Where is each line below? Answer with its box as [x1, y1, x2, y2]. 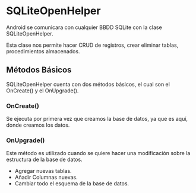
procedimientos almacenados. [6, 47, 80, 54]
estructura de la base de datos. [6, 156, 83, 163]
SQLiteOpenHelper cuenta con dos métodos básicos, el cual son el [6, 81, 170, 88]
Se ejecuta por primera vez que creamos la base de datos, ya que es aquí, [6, 115, 188, 123]
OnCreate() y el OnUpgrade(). [6, 87, 79, 94]
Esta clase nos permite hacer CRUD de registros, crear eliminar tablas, [6, 41, 179, 49]
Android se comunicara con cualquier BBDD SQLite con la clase [6, 24, 162, 31]
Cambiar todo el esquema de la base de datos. [14, 180, 129, 187]
